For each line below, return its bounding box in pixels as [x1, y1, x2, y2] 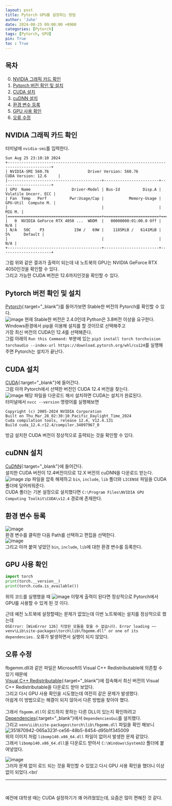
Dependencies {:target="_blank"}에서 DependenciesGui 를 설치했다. [5, 715, 142, 721]
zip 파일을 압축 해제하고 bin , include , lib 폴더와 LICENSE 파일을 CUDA [25, 476, 167, 482]
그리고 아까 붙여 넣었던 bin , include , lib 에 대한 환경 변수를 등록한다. [5, 544, 142, 550]
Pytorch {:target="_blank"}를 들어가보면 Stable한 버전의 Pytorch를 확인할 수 [5, 303, 160, 310]
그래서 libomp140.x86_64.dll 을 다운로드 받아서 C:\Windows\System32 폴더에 [5, 740, 159, 746]
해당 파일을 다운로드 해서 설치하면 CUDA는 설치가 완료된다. [25, 392, 142, 398]
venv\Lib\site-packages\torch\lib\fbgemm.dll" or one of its [5, 628, 139, 634]
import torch [5, 574, 33, 579]
